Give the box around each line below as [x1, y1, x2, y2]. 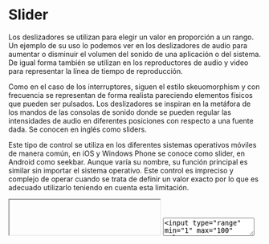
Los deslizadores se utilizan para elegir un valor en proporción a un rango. [8, 32, 255, 42]
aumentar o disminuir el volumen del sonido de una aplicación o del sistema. [8, 49, 261, 59]
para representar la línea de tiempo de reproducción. [8, 66, 183, 75]
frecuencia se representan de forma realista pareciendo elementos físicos [8, 90, 253, 100]
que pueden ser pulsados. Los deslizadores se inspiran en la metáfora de [8, 99, 251, 108]
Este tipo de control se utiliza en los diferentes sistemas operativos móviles [8, 140, 257, 149]
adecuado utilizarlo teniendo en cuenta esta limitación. [8, 182, 190, 192]
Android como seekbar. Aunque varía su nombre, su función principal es [8, 157, 248, 166]
